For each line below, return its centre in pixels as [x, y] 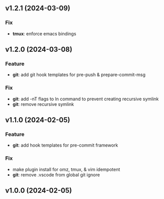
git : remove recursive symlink [43, 104]
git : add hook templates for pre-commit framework [65, 145]
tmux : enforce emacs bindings [44, 34]
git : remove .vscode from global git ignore [56, 175]
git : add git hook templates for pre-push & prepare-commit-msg [79, 75]
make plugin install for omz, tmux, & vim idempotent [66, 169]
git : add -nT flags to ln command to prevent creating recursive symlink [86, 99]
